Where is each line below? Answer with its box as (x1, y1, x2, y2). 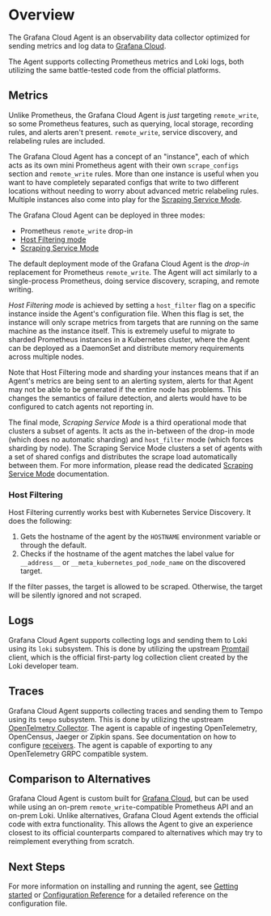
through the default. (19, 540, 87, 551)
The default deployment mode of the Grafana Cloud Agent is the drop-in (8, 259, 249, 268)
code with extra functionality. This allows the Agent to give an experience (8, 819, 253, 829)
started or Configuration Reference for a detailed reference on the (8, 890, 228, 900)
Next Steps (8, 859, 66, 874)
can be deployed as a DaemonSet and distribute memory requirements (8, 343, 244, 352)
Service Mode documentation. (8, 469, 109, 479)
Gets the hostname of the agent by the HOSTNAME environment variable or (19, 532, 261, 542)
